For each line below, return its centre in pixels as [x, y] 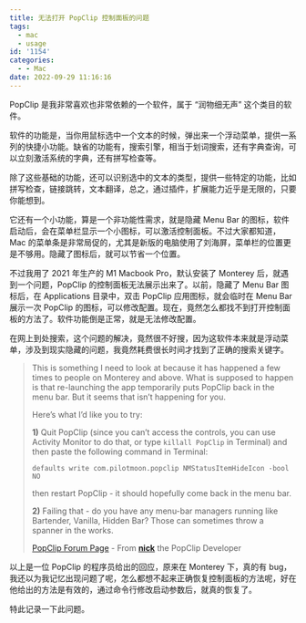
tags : [20, 26]
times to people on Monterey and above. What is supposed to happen [163, 377]
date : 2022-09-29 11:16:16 [61, 78]
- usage [32, 43]
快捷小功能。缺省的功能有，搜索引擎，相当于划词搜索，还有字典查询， [157, 146]
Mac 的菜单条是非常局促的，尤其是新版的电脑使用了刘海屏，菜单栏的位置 [147, 242]
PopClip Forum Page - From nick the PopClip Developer [137, 547]
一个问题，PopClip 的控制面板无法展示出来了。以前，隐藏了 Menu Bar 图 [153, 285]
